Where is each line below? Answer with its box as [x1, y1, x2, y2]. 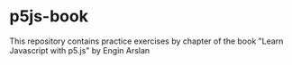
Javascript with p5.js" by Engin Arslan [9, 45, 151, 55]
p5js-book [9, 6, 88, 27]
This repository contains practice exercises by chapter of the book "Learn [9, 36, 284, 46]
